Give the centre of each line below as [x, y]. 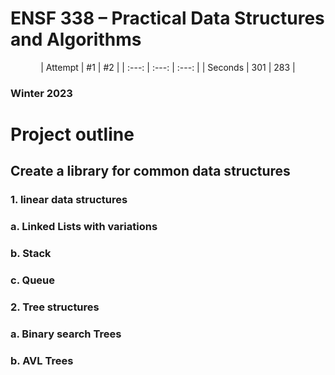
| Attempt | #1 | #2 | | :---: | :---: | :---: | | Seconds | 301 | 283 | [168, 67]
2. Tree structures [55, 307]
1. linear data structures [69, 200]
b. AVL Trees [42, 360]
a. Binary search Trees [66, 334]
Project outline [72, 134]
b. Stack [31, 254]
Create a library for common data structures [150, 171]
